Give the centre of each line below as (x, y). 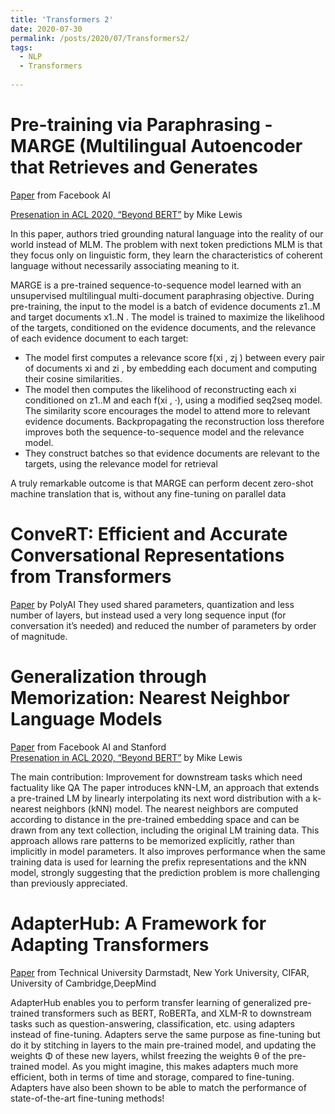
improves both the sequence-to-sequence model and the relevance (164, 432)
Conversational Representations (147, 555)
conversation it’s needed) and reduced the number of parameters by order (163, 625)
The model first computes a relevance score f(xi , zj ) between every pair (175, 357)
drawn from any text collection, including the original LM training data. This (165, 830)
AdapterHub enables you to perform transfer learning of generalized (151, 1002)
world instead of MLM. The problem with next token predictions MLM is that (166, 244)
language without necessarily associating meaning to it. (125, 265)
